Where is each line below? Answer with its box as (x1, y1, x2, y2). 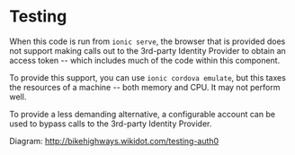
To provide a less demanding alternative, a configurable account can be (9, 108, 276, 119)
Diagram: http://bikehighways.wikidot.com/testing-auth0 (9, 135, 219, 146)
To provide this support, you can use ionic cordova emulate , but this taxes (9, 72, 286, 82)
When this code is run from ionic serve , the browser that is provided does (9, 36, 286, 47)
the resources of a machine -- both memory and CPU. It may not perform (9, 82, 281, 92)
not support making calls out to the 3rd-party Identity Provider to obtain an (9, 45, 286, 56)
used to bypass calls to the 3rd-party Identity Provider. (9, 118, 212, 129)
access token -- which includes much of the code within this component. (9, 55, 281, 65)
